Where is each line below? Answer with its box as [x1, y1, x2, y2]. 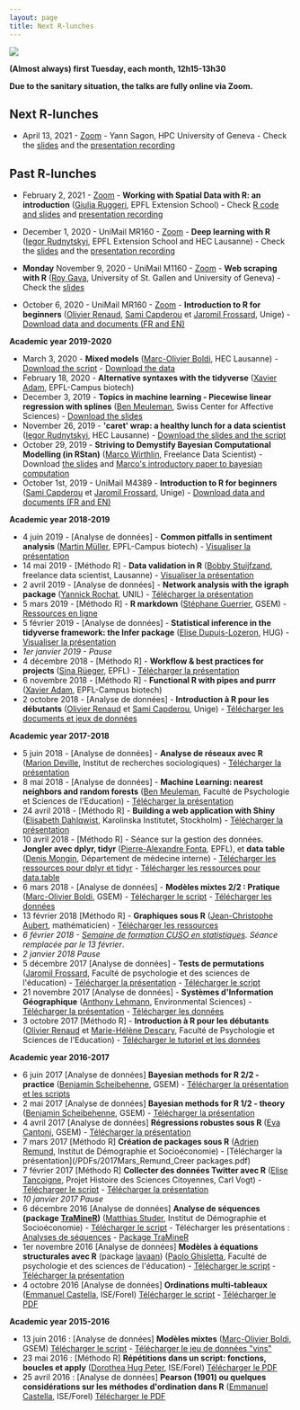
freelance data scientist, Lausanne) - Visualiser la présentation [22, 570, 254, 581]
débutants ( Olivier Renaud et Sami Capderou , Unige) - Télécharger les [22, 703, 285, 715]
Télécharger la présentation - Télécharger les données [22, 1006, 225, 1017]
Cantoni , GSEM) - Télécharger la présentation [22, 1127, 191, 1138]
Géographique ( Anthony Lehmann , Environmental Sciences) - [22, 996, 252, 1007]
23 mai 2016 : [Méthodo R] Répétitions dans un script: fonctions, [22, 1352, 267, 1363]
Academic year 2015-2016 [9, 1316, 110, 1327]
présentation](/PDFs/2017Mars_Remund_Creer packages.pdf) [22, 1156, 251, 1166]
